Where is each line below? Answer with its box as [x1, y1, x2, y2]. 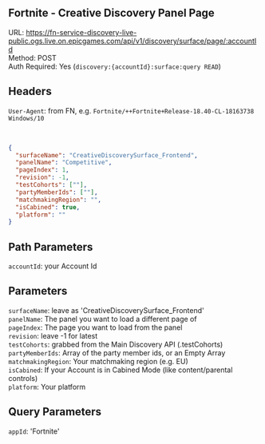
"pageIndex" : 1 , [15, 166, 69, 174]
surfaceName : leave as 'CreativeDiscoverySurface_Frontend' [8, 305, 205, 315]
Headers [8, 85, 52, 98]
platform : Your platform [8, 382, 86, 391]
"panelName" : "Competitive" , [15, 159, 113, 167]
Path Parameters [8, 240, 93, 254]
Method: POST [8, 53, 57, 62]
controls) [8, 373, 38, 383]
